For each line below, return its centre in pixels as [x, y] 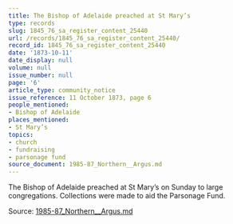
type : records [32, 23]
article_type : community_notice [62, 90]
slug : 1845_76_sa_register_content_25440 [78, 30]
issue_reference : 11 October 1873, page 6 [80, 98]
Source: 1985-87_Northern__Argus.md [71, 211]
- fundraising [32, 150]
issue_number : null [41, 75]
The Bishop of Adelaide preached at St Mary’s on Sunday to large [116, 187]
